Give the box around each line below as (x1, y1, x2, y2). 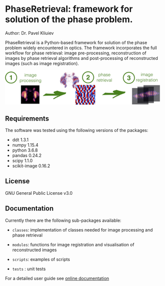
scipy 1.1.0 (12, 157, 33, 163)
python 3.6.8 (12, 147, 38, 153)
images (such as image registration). (5, 60, 80, 66)
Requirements (5, 114, 49, 123)
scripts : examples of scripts (12, 256, 70, 262)
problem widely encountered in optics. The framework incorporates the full (5, 45, 157, 51)
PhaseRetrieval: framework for (5, 3, 133, 15)
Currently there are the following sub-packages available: (5, 217, 122, 223)
